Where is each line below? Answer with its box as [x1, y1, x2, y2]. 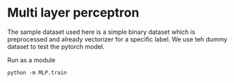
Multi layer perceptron [7, 5, 140, 21]
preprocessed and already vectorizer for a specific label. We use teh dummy [7, 35, 228, 43]
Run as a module [7, 55, 56, 64]
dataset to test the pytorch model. [7, 42, 105, 50]
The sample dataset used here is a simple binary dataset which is [7, 28, 196, 36]
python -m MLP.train [7, 69, 68, 76]
